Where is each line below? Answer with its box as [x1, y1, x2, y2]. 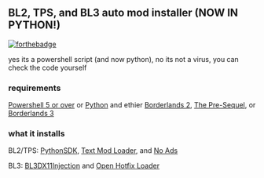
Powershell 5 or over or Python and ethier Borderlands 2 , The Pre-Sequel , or [8, 100, 256, 110]
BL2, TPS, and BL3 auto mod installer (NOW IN [8, 6, 238, 20]
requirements [8, 82, 61, 93]
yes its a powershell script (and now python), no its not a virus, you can [8, 54, 240, 64]
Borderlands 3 [8, 109, 54, 118]
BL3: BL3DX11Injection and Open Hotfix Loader [8, 161, 159, 171]
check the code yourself [8, 63, 87, 72]
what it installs [8, 129, 65, 140]
